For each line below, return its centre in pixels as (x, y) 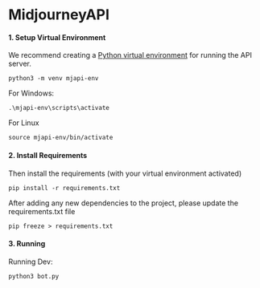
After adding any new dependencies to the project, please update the (124, 203)
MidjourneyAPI (59, 15)
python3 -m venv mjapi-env (54, 79)
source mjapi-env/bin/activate (61, 138)
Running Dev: (31, 262)
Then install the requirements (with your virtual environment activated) (125, 173)
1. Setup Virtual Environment (57, 37)
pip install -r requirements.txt (64, 188)
